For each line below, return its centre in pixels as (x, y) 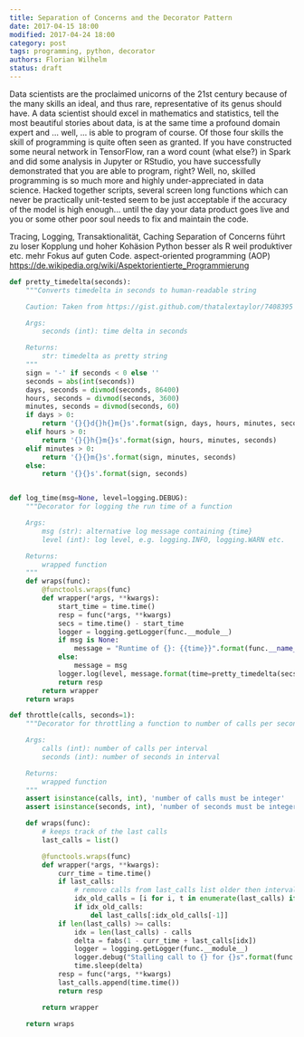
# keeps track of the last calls (105, 832)
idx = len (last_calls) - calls (133, 932)
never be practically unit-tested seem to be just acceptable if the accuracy (148, 199)
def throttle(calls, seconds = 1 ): (72, 716)
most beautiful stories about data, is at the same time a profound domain (145, 122)
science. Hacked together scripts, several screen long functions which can (149, 190)
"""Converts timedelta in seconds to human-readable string (141, 290)
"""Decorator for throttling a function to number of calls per (149, 724)
